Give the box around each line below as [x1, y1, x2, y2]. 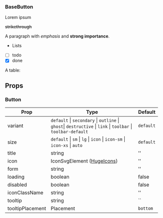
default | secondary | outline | [50, 117, 120, 124]
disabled [7, 182, 27, 188]
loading [7, 174, 25, 181]
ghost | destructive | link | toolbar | [50, 123, 132, 130]
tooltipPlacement [7, 205, 46, 212]
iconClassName [7, 189, 44, 196]
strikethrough [5, 24, 32, 30]
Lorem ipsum [5, 15, 32, 20]
